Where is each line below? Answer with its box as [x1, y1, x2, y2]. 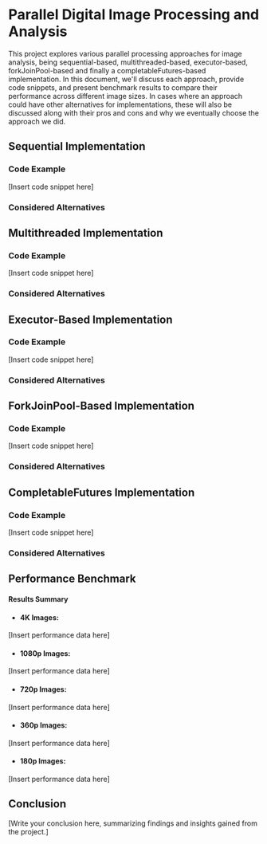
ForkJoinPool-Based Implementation [8, 399, 195, 413]
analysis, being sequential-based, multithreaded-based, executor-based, [8, 57, 249, 67]
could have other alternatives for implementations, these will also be [8, 100, 233, 109]
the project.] [8, 826, 49, 836]
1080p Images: [19, 648, 71, 658]
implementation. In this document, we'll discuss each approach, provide [8, 74, 245, 84]
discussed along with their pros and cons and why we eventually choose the [8, 108, 259, 117]
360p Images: [19, 720, 68, 730]
